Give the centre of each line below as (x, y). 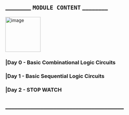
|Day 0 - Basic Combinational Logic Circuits (61, 62)
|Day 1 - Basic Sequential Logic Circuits (55, 76)
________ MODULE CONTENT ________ (57, 7)
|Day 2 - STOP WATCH (34, 90)
